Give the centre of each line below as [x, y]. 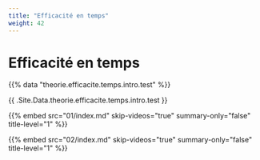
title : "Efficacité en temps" [59, 16]
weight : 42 [26, 23]
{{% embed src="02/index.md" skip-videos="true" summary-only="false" [130, 140]
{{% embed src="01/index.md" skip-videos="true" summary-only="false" [130, 116]
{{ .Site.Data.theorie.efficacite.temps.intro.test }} [88, 100]
